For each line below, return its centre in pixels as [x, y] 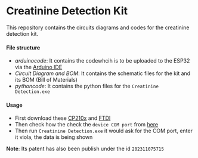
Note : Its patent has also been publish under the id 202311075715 [85, 149]
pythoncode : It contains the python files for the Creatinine [87, 86]
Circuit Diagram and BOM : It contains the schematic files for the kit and [103, 73]
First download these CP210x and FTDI [63, 118]
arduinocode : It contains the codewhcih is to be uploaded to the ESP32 [102, 61]
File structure [23, 47]
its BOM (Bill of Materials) [46, 80]
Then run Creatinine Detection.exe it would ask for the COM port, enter [103, 131]
